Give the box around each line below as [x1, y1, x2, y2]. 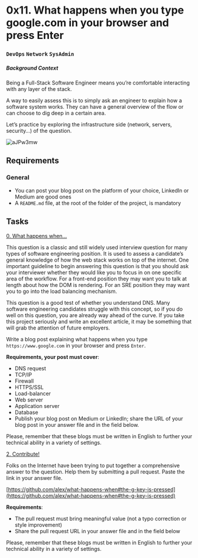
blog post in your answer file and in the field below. [14, 421, 139, 428]
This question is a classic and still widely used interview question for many [6, 243, 188, 251]
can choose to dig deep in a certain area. [6, 110, 106, 117]
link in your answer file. [6, 474, 63, 481]
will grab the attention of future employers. [6, 324, 111, 331]
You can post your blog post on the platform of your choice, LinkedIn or [14, 187, 189, 194]
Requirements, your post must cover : [6, 353, 99, 360]
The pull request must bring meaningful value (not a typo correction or [14, 515, 187, 522]
